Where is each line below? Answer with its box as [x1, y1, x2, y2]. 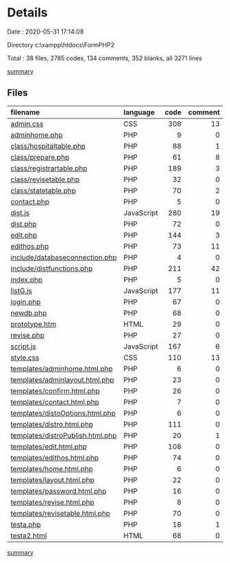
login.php [10, 297, 41, 306]
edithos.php [10, 241, 49, 251]
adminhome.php [10, 130, 63, 140]
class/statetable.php [10, 186, 77, 195]
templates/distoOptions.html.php [10, 408, 116, 418]
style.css [10, 353, 40, 362]
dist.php [10, 219, 37, 229]
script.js [10, 341, 36, 351]
